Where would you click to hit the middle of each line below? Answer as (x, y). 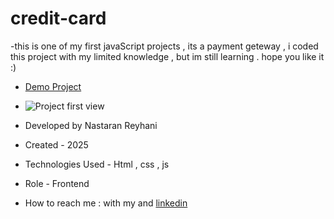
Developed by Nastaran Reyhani (91, 125)
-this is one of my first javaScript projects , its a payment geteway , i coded (164, 46)
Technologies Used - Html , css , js (97, 164)
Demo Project (53, 86)
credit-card (58, 18)
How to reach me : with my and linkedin (106, 203)
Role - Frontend (57, 183)
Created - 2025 (56, 144)
